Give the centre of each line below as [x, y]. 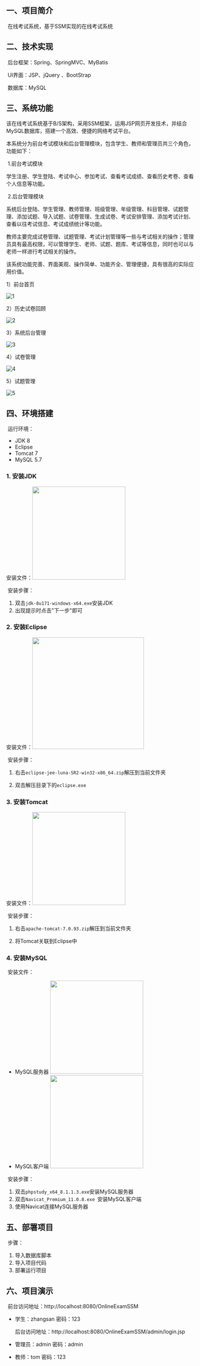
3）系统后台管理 [26, 333]
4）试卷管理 [21, 357]
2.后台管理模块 [26, 197]
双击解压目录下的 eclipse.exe [50, 785]
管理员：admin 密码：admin [49, 1345]
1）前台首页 [20, 284]
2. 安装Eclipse [27, 627]
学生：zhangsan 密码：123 [47, 1319]
